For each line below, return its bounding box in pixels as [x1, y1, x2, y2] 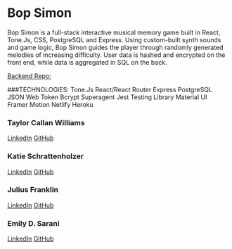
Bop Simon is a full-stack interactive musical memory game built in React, [7, 28, 221, 37]
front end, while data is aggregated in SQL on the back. [7, 58, 167, 66]
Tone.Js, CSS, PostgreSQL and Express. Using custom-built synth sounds [7, 35, 221, 44]
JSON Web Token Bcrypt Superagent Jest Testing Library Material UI [7, 93, 207, 101]
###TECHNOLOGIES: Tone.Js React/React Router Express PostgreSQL [7, 85, 213, 94]
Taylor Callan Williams [7, 117, 86, 127]
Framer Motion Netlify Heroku [7, 100, 94, 108]
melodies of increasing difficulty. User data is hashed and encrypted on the [7, 51, 226, 59]
